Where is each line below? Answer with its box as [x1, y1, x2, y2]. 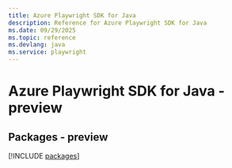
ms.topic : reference [8, 33, 77, 42]
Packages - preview [8, 130, 108, 144]
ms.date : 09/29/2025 [8, 26, 77, 34]
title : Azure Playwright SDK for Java [8, 11, 136, 20]
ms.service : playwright [8, 48, 87, 56]
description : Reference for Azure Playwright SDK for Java [8, 19, 207, 27]
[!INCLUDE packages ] [8, 151, 80, 160]
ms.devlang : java [8, 41, 66, 49]
